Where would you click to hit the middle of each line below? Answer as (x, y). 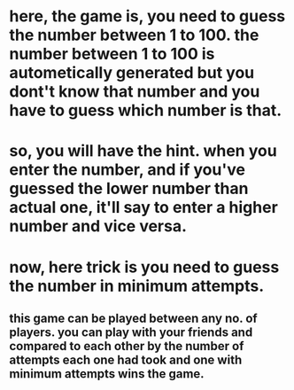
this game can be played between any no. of (134, 318)
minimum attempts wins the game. (107, 374)
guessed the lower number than (129, 189)
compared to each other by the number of (127, 346)
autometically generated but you (132, 73)
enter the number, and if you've (128, 170)
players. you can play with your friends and (131, 332)
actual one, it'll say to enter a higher (144, 208)
